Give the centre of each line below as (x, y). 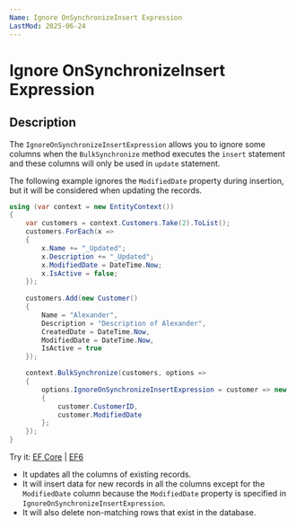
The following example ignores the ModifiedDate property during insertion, (147, 180)
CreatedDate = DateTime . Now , (96, 332)
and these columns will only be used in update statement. (115, 163)
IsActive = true (72, 348)
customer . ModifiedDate (100, 415)
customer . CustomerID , (98, 406)
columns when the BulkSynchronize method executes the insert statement (147, 154)
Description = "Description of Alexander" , (124, 323)
